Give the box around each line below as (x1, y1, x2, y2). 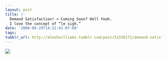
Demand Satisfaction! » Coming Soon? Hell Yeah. (9, 16, 112, 21)
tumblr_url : (5, 35, 30, 40)
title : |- (5, 12, 26, 17)
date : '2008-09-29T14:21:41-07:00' (5, 26, 79, 31)
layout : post (5, 7, 32, 12)
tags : (5, 30, 16, 35)
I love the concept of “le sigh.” (9, 21, 81, 26)
